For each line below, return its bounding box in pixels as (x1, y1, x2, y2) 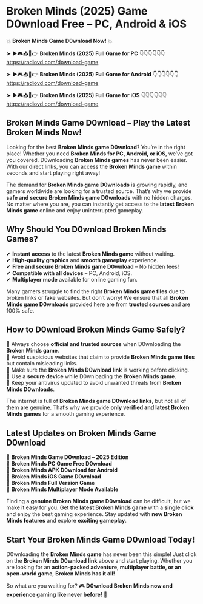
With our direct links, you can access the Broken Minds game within (6, 163, 178, 170)
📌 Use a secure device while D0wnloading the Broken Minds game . (6, 373, 177, 380)
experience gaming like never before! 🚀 (6, 591, 108, 598)
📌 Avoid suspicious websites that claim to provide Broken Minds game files (6, 353, 195, 361)
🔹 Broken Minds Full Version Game (6, 480, 95, 487)
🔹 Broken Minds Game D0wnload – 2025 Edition (6, 453, 129, 461)
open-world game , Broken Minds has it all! (6, 570, 115, 577)
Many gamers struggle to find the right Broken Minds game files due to (6, 287, 185, 295)
